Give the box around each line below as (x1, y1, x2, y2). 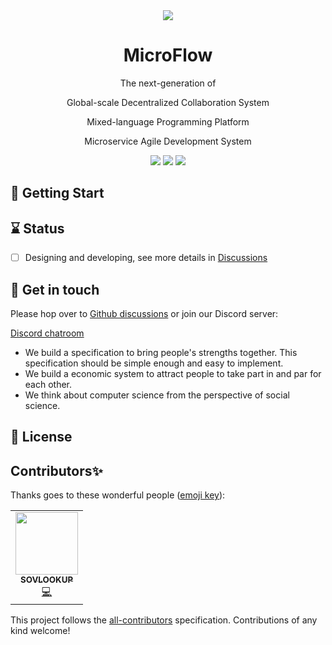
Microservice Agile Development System (84, 135, 252, 147)
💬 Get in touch (10, 281, 100, 298)
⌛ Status (10, 220, 65, 237)
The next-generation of (119, 77, 217, 89)
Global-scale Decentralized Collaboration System (66, 96, 270, 108)
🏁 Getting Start (10, 185, 105, 202)
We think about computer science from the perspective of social (24, 389, 290, 401)
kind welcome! (10, 625, 71, 637)
